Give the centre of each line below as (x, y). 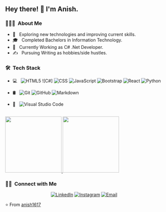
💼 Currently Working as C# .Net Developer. (58, 47)
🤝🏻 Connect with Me (31, 184)
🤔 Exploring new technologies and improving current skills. (74, 34)
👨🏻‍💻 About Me (24, 23)
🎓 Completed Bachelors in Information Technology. (67, 40)
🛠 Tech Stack (23, 68)
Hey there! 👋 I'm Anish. (42, 9)
